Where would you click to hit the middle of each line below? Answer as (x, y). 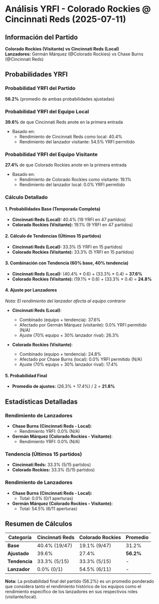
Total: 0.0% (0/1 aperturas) (46, 498)
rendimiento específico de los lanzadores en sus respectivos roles (71, 592)
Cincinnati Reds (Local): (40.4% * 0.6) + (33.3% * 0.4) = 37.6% (77, 274)
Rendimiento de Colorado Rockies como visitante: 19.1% (75, 180)
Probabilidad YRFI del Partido (40, 88)
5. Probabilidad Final (26, 376)
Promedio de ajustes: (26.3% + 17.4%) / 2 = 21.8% (63, 386)
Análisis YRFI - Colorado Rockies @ (78, 9)
